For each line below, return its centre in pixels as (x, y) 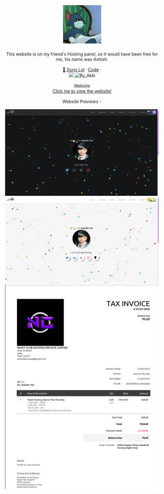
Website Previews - (82, 101)
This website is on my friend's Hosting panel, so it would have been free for (82, 54)
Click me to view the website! (82, 91)
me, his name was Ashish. (82, 59)
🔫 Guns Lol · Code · (82, 70)
